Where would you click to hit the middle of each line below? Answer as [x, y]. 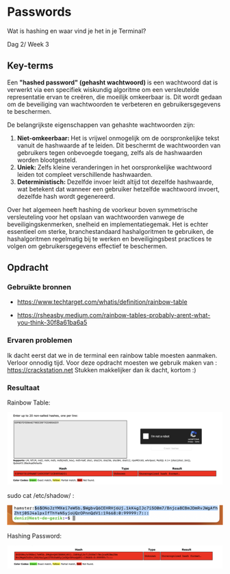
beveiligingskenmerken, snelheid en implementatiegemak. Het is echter [108, 224]
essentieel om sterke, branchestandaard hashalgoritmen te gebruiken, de [111, 231]
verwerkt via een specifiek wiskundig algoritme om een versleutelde [103, 89]
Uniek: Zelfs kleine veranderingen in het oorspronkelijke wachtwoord [114, 167]
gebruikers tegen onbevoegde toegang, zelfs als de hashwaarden [110, 152]
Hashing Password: [34, 536]
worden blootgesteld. [47, 160]
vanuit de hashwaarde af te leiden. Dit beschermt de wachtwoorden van [119, 145]
